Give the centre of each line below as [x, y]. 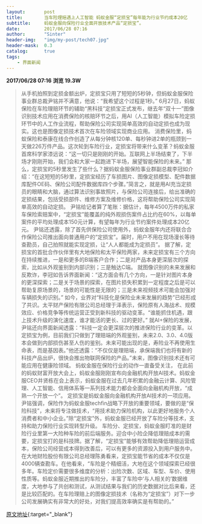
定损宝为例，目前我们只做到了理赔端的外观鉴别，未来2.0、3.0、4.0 [104, 335]
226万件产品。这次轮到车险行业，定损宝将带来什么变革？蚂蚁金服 [113, 146]
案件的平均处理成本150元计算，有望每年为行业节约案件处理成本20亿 [105, 222]
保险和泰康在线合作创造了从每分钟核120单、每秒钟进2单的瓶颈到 [106, 138]
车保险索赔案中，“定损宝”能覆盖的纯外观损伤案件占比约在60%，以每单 [109, 214]
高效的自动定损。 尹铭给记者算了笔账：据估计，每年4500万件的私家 [110, 207]
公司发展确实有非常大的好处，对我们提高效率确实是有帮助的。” [97, 501]
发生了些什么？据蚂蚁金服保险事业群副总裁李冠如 [128, 169]
